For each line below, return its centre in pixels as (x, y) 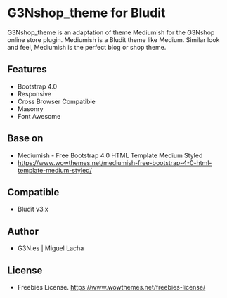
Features (27, 69)
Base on (25, 138)
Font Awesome (39, 116)
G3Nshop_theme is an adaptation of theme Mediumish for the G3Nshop (111, 32)
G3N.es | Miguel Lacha (51, 248)
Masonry (30, 109)
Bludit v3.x (33, 209)
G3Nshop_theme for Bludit (86, 13)
